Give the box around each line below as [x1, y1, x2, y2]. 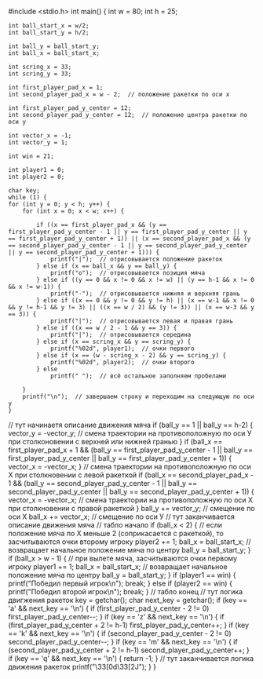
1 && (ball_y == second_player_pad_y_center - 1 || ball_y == [8, 479, 198, 487]
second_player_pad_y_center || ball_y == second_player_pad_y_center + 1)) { [8, 487, 255, 496]
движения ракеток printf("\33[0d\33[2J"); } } [8, 663, 157, 671]
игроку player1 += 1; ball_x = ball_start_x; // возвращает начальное [8, 562, 228, 571]
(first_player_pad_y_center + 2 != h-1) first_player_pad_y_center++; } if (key [8, 620, 250, 630]
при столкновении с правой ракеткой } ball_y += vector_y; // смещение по [8, 504, 255, 513]
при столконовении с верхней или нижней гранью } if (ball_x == [8, 437, 223, 446]
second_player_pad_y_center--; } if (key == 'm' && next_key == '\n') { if [8, 637, 238, 646]
